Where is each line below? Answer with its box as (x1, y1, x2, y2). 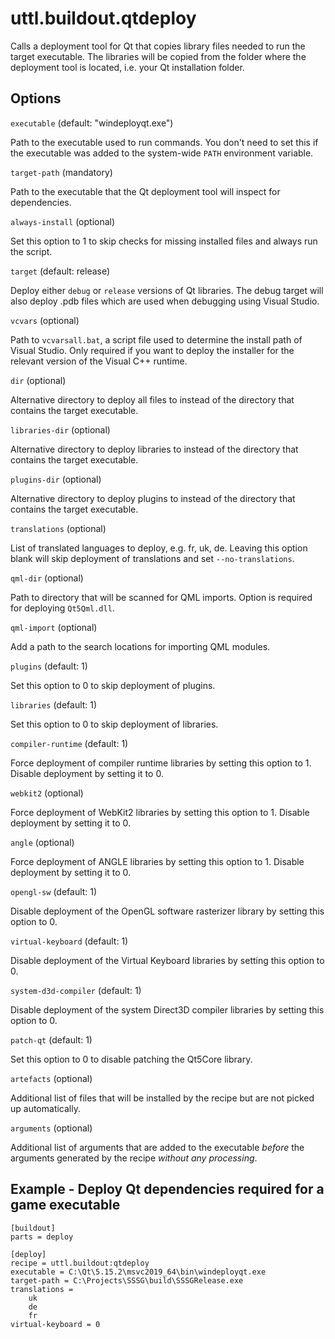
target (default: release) (10, 265, 111, 277)
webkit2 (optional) (10, 787, 84, 799)
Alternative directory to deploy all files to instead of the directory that (10, 393, 295, 406)
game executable (10, 1197, 121, 1214)
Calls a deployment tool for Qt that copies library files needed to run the (10, 40, 306, 52)
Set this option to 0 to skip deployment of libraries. (10, 718, 219, 730)
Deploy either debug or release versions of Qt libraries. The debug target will (10, 284, 324, 296)
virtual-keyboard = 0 (10, 1319, 101, 1329)
